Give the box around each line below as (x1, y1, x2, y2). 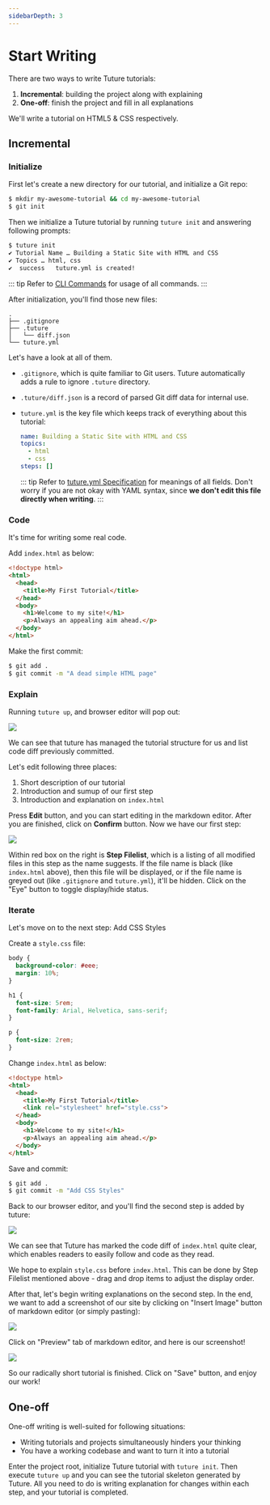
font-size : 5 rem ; (15, 999, 74, 1007)
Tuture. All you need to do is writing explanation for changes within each (8, 1479, 250, 1489)
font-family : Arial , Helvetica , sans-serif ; (15, 1006, 168, 1015)
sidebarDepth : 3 (8, 11, 63, 20)
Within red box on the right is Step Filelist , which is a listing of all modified (8, 850, 256, 860)
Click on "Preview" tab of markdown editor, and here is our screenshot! (8, 1338, 246, 1347)
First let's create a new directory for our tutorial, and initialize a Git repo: (8, 180, 248, 189)
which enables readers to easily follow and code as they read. (8, 1249, 215, 1259)
